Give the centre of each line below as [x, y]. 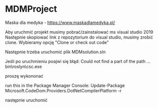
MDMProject [31, 9]
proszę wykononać [24, 76]
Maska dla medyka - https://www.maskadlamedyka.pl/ [60, 22]
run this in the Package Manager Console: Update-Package [65, 85]
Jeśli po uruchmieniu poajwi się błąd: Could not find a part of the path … [78, 61]
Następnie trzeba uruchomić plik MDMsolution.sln [56, 52]
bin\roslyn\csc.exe [24, 66]
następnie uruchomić [26, 100]
